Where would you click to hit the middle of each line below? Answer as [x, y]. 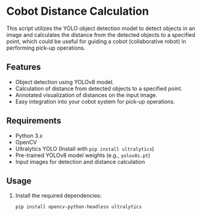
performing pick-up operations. [46, 48]
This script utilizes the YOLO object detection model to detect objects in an [101, 28]
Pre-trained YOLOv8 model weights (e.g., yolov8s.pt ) [83, 155]
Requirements [34, 121]
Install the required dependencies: [59, 196]
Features [24, 67]
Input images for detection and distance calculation [80, 161]
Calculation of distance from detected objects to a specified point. [99, 88]
